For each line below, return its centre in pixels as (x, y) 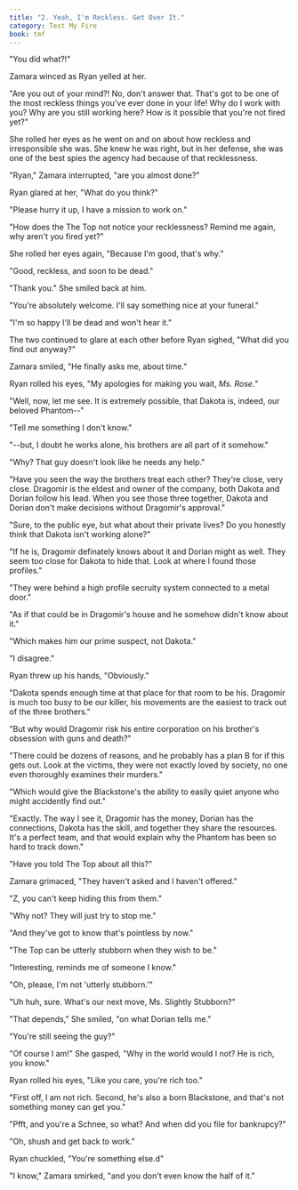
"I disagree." (32, 658)
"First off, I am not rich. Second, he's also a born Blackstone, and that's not (147, 1098)
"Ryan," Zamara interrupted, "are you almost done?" (105, 175)
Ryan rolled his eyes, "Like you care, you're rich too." (106, 1081)
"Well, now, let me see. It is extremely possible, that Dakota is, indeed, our (145, 401)
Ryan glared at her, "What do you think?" (84, 193)
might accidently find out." (58, 801)
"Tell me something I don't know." (71, 428)
